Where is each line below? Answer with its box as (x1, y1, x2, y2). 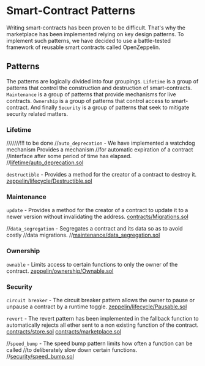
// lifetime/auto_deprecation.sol (6, 159, 84, 166)
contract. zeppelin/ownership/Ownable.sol (6, 267, 114, 275)
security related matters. (6, 110, 69, 117)
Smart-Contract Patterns (6, 4, 136, 18)
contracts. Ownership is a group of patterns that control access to (6, 97, 170, 104)
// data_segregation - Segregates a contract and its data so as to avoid (6, 225, 183, 232)
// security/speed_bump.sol (6, 353, 75, 360)
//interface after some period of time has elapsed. (6, 153, 132, 160)
